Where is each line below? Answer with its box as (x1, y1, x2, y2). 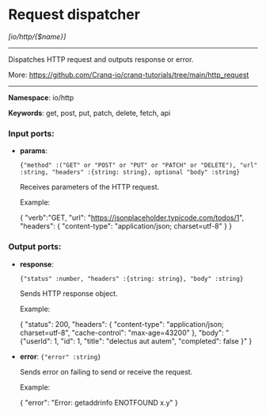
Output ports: (8, 241, 62, 252)
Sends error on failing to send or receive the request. (19, 367, 193, 376)
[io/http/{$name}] (8, 32, 66, 41)
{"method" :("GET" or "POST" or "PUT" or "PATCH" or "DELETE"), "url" (19, 161, 258, 170)
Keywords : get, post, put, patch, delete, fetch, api (8, 108, 171, 117)
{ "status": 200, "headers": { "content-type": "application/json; (19, 319, 224, 329)
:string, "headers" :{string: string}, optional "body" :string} (19, 168, 240, 176)
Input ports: (8, 128, 55, 139)
